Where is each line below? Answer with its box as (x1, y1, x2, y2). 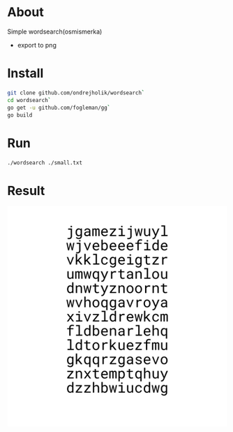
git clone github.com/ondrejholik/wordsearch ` (7, 89, 145, 96)
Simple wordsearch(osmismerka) (7, 27, 103, 36)
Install (7, 66, 44, 81)
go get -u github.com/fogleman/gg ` (7, 104, 111, 111)
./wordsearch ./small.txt (7, 159, 82, 166)
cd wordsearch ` (7, 96, 52, 103)
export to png (17, 41, 57, 49)
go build (7, 111, 33, 119)
